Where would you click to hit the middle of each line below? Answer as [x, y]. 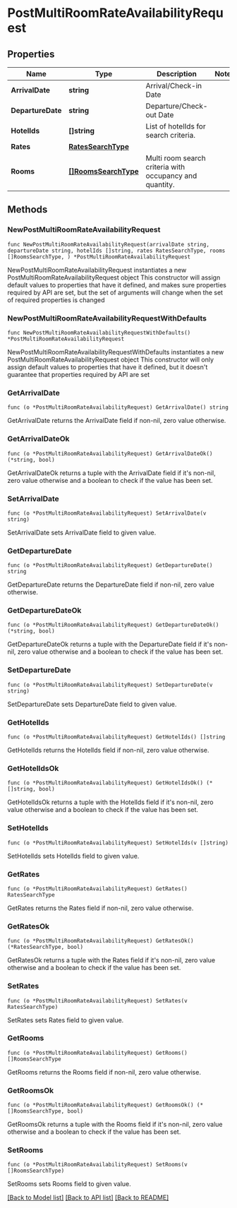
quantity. [160, 185]
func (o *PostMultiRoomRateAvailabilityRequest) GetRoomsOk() [101, 1105]
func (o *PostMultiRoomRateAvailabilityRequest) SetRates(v [98, 1000]
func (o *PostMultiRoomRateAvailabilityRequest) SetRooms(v [98, 1165]
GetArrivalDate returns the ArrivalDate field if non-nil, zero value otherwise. [117, 421]
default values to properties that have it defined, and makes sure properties [117, 285]
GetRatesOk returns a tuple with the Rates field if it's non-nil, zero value [111, 960]
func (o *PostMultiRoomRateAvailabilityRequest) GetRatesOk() [101, 941]
